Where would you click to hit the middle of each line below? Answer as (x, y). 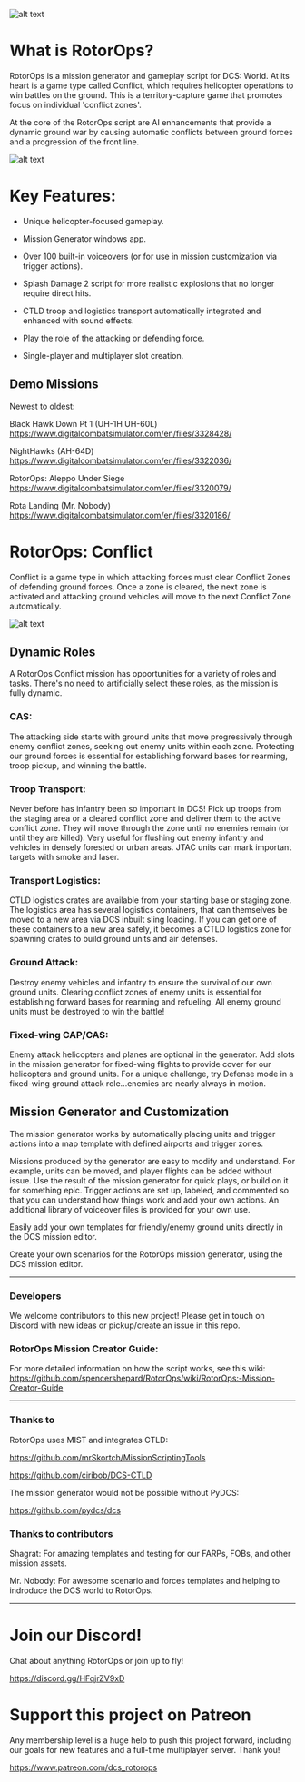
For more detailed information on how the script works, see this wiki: (138, 1369)
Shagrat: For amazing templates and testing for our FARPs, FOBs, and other (150, 1553)
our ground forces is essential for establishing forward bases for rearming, (149, 756)
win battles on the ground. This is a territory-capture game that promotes (146, 94)
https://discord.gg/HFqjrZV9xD (67, 1678)
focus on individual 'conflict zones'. (76, 104)
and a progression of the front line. (74, 142)
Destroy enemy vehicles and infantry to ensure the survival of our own (141, 982)
